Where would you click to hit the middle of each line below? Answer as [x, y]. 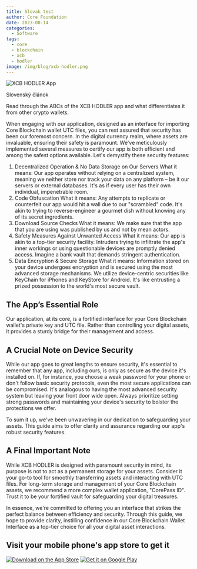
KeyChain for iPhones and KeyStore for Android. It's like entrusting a [97, 280]
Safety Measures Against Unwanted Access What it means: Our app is [100, 236]
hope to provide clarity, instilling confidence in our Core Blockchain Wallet [96, 520]
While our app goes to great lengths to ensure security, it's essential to [92, 364]
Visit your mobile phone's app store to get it [88, 545]
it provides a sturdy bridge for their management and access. [80, 331]
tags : [13, 39]
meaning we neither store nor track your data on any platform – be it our [102, 179]
